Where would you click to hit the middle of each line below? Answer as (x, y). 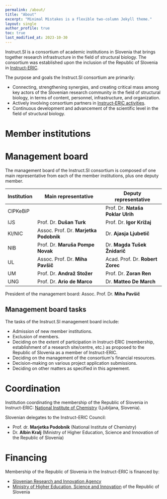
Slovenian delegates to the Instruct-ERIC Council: (56, 417)
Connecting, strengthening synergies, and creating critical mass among (85, 87)
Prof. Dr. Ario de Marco (65, 281)
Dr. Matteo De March (130, 281)
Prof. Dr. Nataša (124, 208)
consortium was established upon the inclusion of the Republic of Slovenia (82, 62)
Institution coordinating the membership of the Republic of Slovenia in (77, 402)
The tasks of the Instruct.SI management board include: (62, 321)
